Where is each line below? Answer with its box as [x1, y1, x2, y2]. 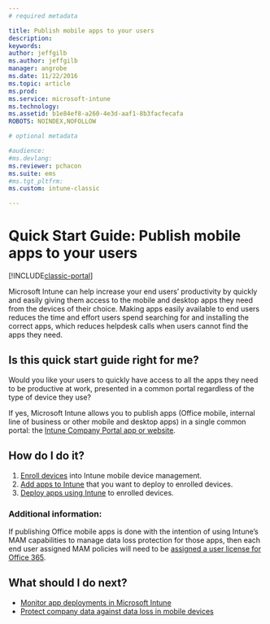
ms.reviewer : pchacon [8, 162, 82, 170]
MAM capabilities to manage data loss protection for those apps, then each [8, 535, 261, 545]
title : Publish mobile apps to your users [8, 26, 155, 35]
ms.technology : [8, 103, 60, 111]
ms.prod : [8, 87, 38, 95]
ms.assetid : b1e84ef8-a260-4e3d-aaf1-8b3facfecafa [8, 110, 184, 118]
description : [8, 34, 53, 42]
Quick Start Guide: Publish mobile [8, 227, 242, 245]
